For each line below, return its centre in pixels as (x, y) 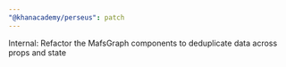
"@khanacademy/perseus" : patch (67, 17)
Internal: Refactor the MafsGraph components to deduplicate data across (143, 43)
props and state (38, 52)
